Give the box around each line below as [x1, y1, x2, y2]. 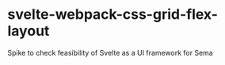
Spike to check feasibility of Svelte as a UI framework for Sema [7, 48, 213, 57]
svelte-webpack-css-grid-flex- [7, 5, 219, 23]
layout [7, 22, 50, 40]
